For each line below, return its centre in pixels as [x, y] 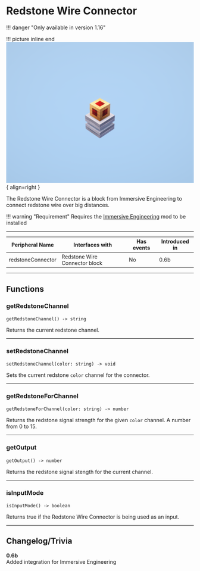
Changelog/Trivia [39, 541]
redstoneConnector [32, 260]
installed [17, 223]
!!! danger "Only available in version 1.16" [56, 27]
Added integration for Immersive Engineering [61, 561]
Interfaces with [93, 245]
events [142, 248]
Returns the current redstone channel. [53, 330]
